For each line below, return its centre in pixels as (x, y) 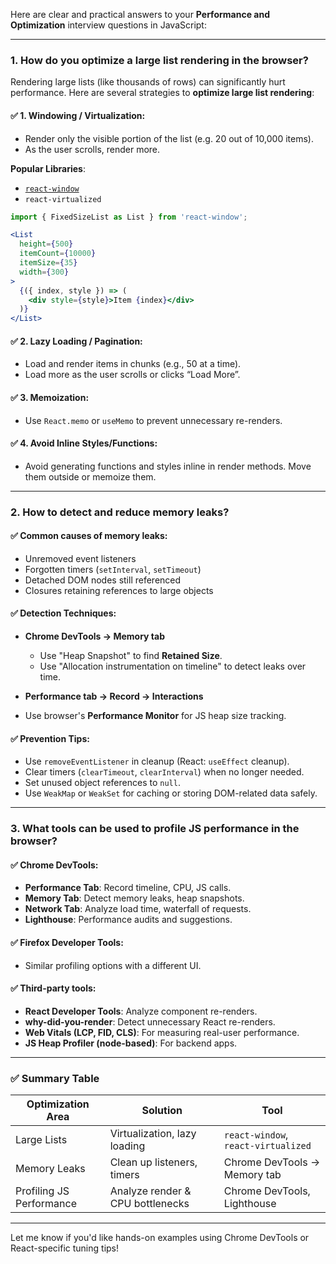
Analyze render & (150, 1191)
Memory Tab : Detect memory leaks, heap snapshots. (134, 898)
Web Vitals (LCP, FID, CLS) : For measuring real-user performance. (162, 1032)
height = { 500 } (46, 244)
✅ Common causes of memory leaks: (89, 536)
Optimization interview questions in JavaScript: (108, 25)
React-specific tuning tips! (65, 1248)
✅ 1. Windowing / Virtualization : (78, 115)
